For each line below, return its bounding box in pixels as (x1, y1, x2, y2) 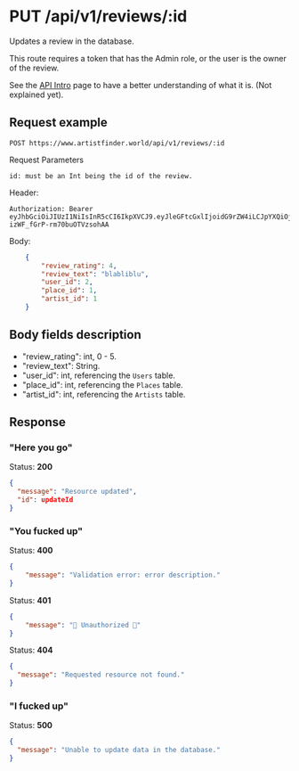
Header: (9, 187, 39, 198)
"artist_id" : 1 (41, 294, 98, 304)
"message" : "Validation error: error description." (25, 570, 221, 580)
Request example (9, 115, 109, 130)
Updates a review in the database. (9, 36, 135, 46)
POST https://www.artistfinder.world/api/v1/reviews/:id (9, 138, 225, 148)
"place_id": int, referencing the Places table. (21, 379, 184, 390)
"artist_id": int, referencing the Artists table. (21, 389, 186, 399)
